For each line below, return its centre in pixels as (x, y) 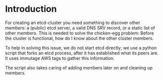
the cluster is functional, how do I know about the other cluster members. (80, 38)
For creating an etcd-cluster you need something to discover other (73, 23)
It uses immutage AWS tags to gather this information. (60, 58)
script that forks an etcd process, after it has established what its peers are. (82, 53)
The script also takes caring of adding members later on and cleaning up (79, 68)
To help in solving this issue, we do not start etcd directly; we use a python (81, 48)
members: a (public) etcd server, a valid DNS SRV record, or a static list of (80, 27)
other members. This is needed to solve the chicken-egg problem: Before (80, 33)
